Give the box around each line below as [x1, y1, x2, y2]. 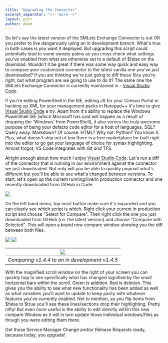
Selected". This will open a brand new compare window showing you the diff [5, 222, 163, 228]
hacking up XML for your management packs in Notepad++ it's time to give [5, 103, 160, 109]
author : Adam [5, 21, 32, 26]
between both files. [5, 227, 45, 233]
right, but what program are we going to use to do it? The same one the [5, 77, 152, 83]
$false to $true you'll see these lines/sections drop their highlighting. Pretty [5, 301, 160, 307]
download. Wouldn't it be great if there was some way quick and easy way [5, 61, 158, 67]
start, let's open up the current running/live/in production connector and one [5, 176, 163, 182]
